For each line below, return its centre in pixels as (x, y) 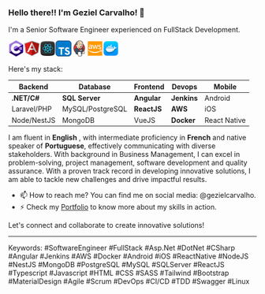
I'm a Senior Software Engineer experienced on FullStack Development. (124, 30)
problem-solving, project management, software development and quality (128, 163)
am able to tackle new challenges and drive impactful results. (108, 180)
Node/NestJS (34, 120)
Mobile (225, 87)
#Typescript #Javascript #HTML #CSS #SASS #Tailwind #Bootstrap (119, 273)
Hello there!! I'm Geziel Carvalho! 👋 (77, 13)
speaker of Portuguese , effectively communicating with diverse (112, 146)
